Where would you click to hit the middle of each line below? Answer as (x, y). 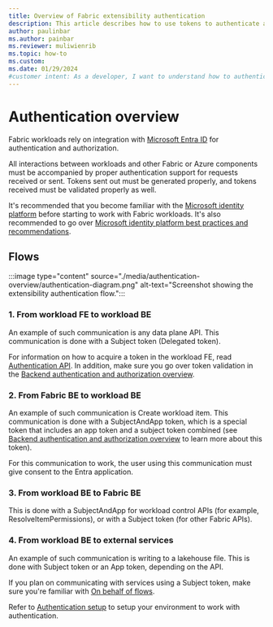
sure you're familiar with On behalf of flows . (82, 591)
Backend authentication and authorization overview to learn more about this (135, 438)
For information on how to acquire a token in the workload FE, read (120, 357)
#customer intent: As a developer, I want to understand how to (119, 76)
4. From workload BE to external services (91, 540)
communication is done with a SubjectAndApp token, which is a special (128, 421)
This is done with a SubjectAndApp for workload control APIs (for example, (134, 511)
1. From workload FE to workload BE (80, 315)
